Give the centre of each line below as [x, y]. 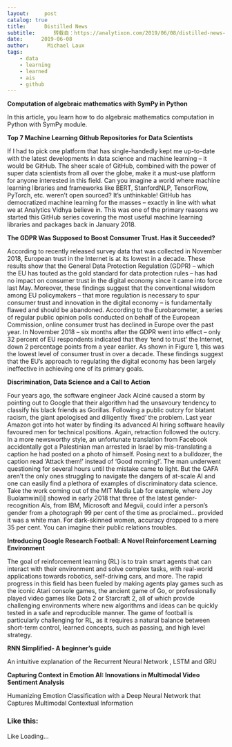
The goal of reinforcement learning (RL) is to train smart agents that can [109, 562]
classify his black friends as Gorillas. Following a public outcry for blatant [111, 410]
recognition [23, 505]
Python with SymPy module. [47, 124]
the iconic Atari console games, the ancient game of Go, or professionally [112, 591]
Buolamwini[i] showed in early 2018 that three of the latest [90, 498]
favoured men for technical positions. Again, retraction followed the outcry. [114, 432]
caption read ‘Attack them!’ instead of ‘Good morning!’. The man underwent [114, 462]
